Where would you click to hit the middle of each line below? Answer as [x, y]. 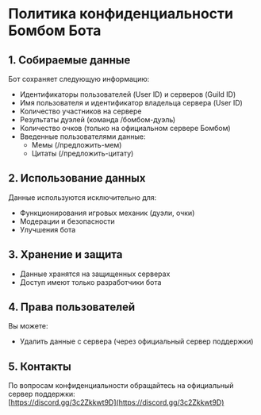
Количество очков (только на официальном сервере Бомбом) [125, 128]
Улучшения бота [48, 229]
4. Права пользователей [72, 307]
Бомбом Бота [55, 31]
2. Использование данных [77, 178]
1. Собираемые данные [69, 60]
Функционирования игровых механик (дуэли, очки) [107, 213]
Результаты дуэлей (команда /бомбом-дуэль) [98, 119]
